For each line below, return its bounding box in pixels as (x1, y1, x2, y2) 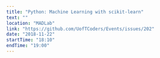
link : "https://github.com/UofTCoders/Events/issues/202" (6, 25, 155, 32)
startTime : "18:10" (6, 37, 55, 43)
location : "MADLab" (6, 20, 55, 26)
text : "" (6, 14, 28, 21)
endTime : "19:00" (6, 43, 50, 49)
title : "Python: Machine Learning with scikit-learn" (6, 8, 144, 15)
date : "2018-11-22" (6, 31, 55, 37)
